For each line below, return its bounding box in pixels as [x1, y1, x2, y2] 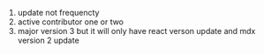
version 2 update [17, 35, 79, 45]
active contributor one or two [17, 17, 124, 27]
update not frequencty [17, 8, 100, 17]
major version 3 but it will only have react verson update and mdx [17, 26, 256, 36]
